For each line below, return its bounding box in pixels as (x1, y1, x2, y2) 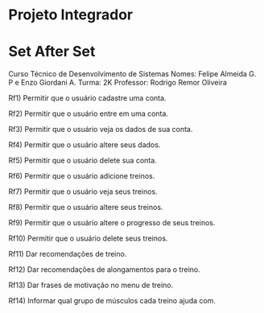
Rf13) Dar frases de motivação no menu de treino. (8, 280, 174, 290)
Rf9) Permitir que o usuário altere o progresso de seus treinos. (8, 218, 216, 228)
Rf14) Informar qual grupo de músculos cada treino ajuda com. (8, 296, 216, 306)
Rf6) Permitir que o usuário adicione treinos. (8, 171, 155, 181)
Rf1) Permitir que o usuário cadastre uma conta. (8, 93, 167, 103)
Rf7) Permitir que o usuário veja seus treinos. (8, 187, 159, 196)
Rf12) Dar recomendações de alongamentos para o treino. (8, 265, 200, 274)
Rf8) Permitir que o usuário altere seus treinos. (8, 203, 163, 212)
